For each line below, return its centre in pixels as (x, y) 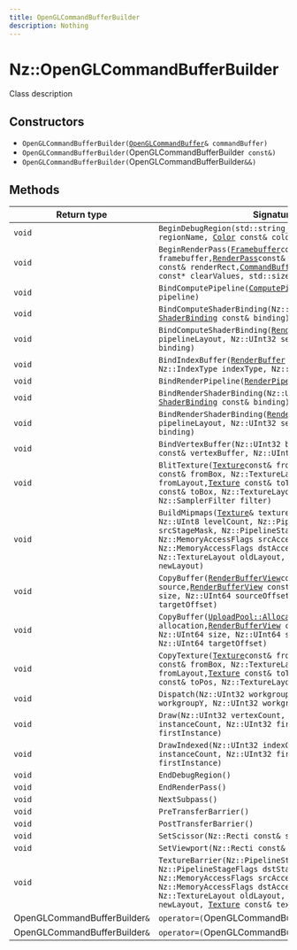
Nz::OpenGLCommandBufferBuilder (144, 70)
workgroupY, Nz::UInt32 (209, 703)
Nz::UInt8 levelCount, (206, 522)
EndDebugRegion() (195, 775)
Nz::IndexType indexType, (213, 369)
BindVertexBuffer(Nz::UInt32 (220, 444)
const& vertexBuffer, (204, 453)
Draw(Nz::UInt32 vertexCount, (222, 715)
